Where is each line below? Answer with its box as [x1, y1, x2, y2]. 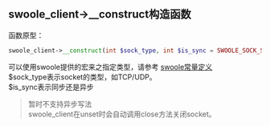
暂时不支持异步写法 [27, 99, 92, 108]
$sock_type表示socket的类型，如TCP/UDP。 [8, 71, 157, 82]
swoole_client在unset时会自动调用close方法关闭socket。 [27, 109, 216, 119]
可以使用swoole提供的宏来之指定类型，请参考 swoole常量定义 [8, 62, 213, 71]
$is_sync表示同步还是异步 [8, 82, 94, 91]
